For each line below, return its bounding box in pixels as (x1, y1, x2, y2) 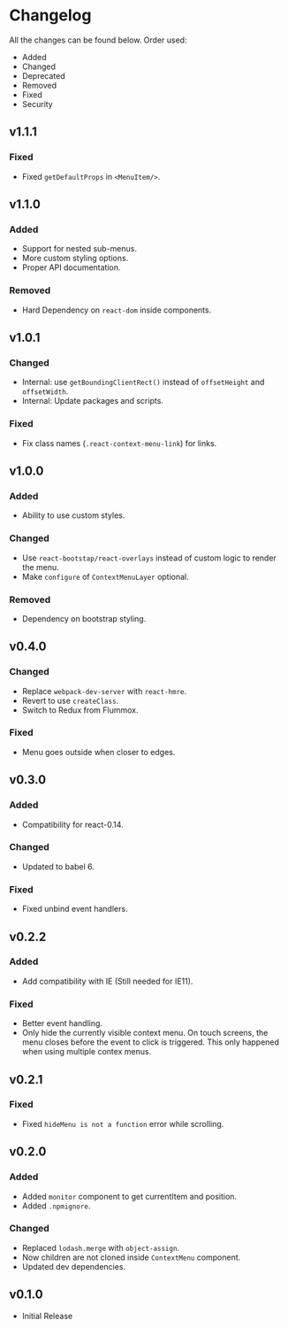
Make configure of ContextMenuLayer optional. (21, 571, 190, 582)
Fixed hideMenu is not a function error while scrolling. (21, 1118, 224, 1129)
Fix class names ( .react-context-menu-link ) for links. (21, 437, 217, 448)
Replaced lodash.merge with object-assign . (21, 1242, 179, 1253)
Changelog (9, 5, 92, 26)
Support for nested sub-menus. (21, 243, 137, 254)
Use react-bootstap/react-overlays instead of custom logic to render (21, 552, 277, 563)
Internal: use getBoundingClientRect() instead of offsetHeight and (21, 377, 265, 388)
